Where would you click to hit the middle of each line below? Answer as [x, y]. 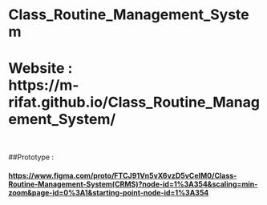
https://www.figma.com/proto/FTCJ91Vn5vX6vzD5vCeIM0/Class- [123, 175]
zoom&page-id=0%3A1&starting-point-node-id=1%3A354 [109, 192]
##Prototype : [31, 157]
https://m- [44, 85]
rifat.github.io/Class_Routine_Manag [134, 102]
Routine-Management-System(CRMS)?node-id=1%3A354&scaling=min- [133, 184]
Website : [40, 68]
